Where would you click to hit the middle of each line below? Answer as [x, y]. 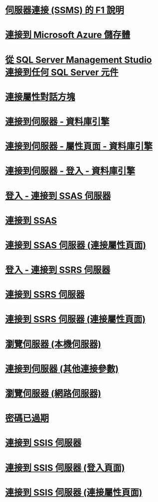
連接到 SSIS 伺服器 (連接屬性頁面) [74, 492]
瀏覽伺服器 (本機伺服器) [53, 344]
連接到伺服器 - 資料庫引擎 [57, 122]
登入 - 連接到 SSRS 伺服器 [58, 270]
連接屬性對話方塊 [40, 97]
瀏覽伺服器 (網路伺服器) [53, 394]
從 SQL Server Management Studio [79, 60]
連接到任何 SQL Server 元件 [62, 72]
